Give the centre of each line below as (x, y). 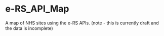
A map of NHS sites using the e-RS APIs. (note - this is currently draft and (82, 23)
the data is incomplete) (29, 28)
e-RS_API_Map (37, 9)
